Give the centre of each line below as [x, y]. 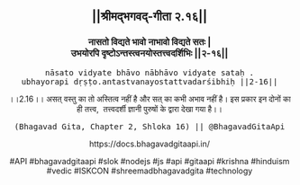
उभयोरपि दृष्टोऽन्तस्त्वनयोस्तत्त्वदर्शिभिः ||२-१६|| [150, 53]
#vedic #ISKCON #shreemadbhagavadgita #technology [150, 171]
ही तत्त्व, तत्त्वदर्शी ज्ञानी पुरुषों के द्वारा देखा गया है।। [150, 109]
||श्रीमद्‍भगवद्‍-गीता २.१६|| [150, 17]
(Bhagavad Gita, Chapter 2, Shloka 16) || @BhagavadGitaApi [150, 126]
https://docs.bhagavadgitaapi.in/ [150, 144]
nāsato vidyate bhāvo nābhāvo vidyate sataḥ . [150, 72]
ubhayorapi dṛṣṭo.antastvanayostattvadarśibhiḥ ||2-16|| [150, 81]
